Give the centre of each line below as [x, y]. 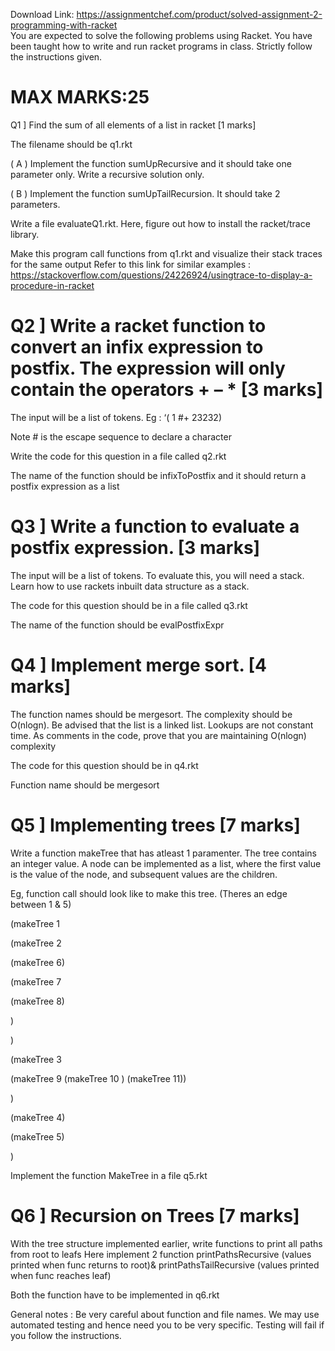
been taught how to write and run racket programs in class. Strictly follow [161, 46]
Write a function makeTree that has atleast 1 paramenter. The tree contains [163, 853]
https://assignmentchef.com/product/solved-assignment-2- [199, 14]
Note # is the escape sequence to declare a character [121, 436]
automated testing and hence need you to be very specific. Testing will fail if [167, 1325]
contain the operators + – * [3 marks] [167, 390]
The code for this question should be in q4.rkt [104, 765]
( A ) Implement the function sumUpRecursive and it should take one [151, 163]
